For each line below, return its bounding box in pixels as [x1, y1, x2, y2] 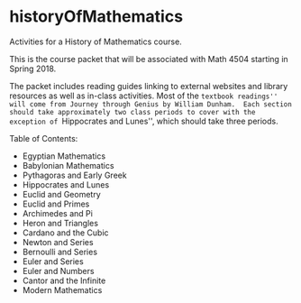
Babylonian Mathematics [22, 160, 114, 170]
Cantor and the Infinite [22, 275, 106, 286]
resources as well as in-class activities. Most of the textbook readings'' [9, 90, 278, 101]
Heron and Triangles [22, 217, 99, 228]
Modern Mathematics [22, 284, 103, 295]
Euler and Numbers [22, 265, 95, 276]
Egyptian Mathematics [22, 151, 106, 161]
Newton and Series [22, 236, 94, 247]
